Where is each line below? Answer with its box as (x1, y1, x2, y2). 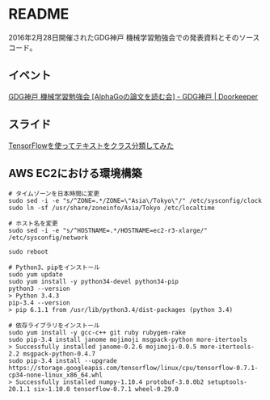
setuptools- (207, 378, 248, 386)
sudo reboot (8, 248, 49, 256)
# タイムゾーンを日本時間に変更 (8, 190, 99, 198)
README (8, 5, 70, 23)
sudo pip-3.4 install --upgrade (8, 357, 117, 365)
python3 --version (8, 284, 70, 293)
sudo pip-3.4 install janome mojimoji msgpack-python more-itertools (8, 336, 248, 344)
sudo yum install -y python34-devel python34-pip (8, 278, 179, 286)
